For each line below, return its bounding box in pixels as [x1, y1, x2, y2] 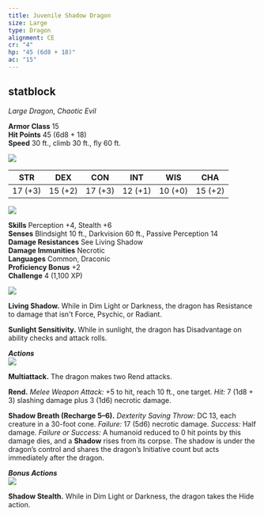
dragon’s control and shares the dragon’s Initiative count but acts [8, 444, 220, 453]
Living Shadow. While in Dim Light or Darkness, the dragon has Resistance [8, 301, 253, 310]
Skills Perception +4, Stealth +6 [8, 220, 112, 230]
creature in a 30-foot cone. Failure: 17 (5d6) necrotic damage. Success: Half [8, 419, 257, 428]
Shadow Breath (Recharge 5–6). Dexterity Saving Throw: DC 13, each [8, 411, 236, 420]
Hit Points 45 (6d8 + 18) [8, 130, 87, 139]
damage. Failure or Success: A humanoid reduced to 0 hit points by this [8, 427, 241, 437]
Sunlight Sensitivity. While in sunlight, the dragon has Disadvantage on [8, 324, 243, 334]
